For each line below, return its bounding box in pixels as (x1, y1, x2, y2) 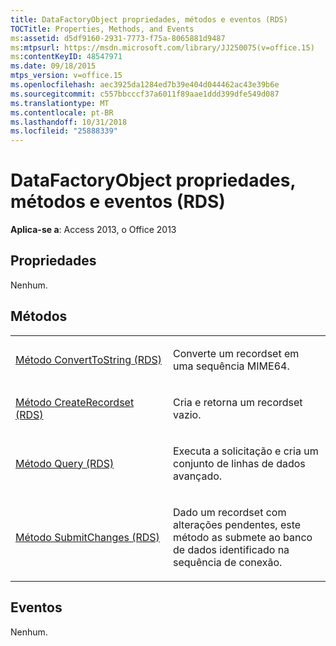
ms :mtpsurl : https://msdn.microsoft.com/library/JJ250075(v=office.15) (10, 42, 315, 53)
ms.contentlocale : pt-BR (10, 107, 114, 118)
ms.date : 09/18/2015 (10, 61, 97, 71)
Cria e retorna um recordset (173, 395, 303, 409)
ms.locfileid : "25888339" (10, 126, 118, 136)
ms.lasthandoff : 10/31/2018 (10, 117, 128, 127)
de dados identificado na (173, 542, 290, 556)
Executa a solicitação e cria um (173, 444, 319, 458)
